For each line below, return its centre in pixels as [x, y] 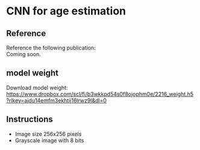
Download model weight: [37, 87]
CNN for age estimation [66, 11]
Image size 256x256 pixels [48, 134]
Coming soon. [23, 54]
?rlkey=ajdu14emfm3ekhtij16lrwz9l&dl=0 [57, 100]
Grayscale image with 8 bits [49, 140]
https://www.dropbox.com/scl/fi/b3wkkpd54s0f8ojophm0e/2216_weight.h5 [100, 94]
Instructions [30, 120]
